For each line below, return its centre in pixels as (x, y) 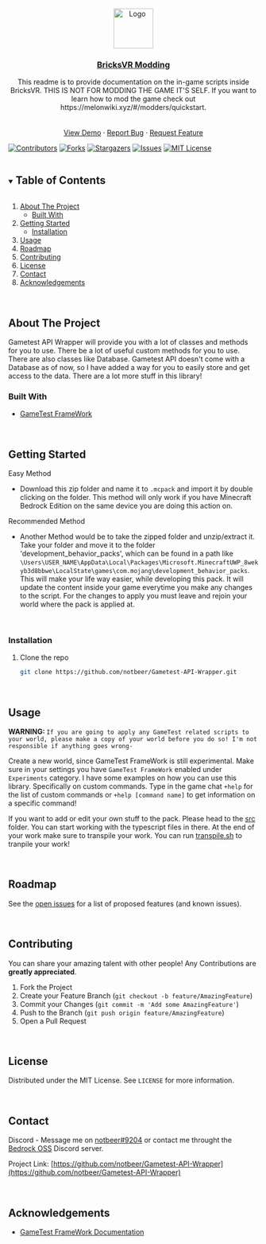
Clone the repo (44, 657)
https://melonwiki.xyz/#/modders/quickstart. (133, 107)
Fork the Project (46, 987)
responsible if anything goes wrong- (71, 747)
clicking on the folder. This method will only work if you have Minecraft (135, 497)
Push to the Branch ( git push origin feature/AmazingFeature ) (122, 1012)
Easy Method (30, 474)
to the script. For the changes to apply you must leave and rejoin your (133, 596)
